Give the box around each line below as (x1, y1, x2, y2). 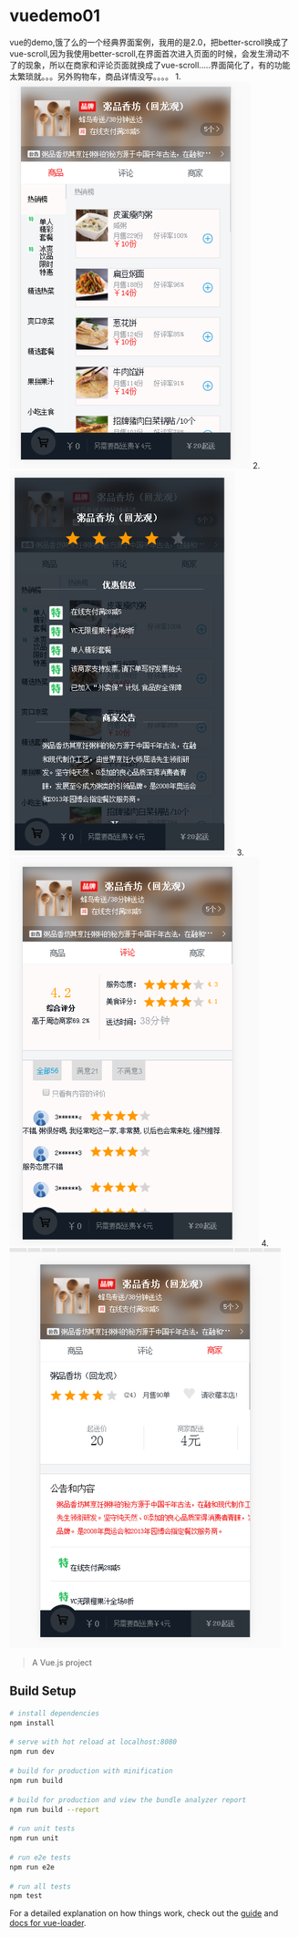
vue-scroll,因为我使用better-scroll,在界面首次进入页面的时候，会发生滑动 (9, 47, 283, 59)
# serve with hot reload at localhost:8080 (9, 1737, 178, 1746)
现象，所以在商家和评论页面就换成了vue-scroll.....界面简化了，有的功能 (25, 59, 291, 70)
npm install (9, 1718, 55, 1727)
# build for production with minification (9, 1767, 173, 1776)
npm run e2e (9, 1862, 55, 1871)
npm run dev (9, 1747, 55, 1757)
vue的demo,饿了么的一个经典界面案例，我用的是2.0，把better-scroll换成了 (9, 36, 289, 47)
